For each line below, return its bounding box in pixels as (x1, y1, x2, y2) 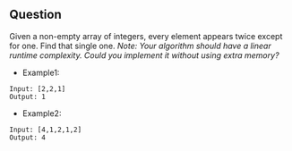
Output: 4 (9, 133, 47, 142)
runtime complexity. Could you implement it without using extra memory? (9, 49, 279, 61)
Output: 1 (9, 92, 47, 101)
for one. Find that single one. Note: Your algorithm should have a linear (9, 40, 271, 51)
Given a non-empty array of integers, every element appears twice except (9, 30, 283, 41)
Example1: (21, 67, 60, 78)
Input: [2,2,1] (9, 84, 66, 93)
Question (9, 7, 62, 22)
